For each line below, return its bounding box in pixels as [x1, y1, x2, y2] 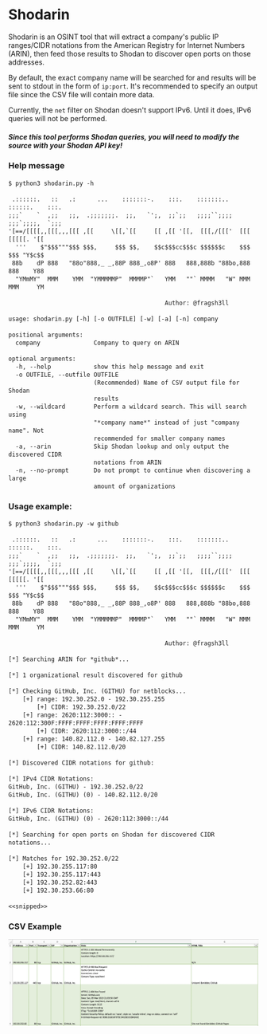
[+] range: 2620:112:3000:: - [22, 711, 123, 719]
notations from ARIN [93, 458, 161, 466]
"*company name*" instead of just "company [93, 419, 240, 427]
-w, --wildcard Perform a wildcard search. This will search [15, 403, 247, 411]
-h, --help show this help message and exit [15, 363, 204, 371]
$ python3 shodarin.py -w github [8, 520, 119, 528]
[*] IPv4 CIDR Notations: [8, 775, 94, 783]
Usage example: [8, 501, 72, 512]
